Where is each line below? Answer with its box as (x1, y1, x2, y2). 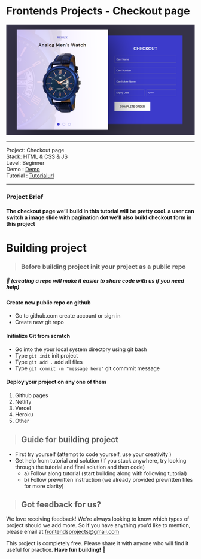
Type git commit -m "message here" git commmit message (14, 364, 160, 372)
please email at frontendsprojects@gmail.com (6, 528, 120, 536)
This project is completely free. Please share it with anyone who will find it (6, 540, 189, 547)
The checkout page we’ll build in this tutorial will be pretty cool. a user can (6, 207, 194, 214)
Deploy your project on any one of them (6, 379, 106, 386)
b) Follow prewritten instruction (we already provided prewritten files (23, 476, 193, 483)
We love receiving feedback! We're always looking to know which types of (6, 515, 190, 522)
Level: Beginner (6, 159, 45, 167)
